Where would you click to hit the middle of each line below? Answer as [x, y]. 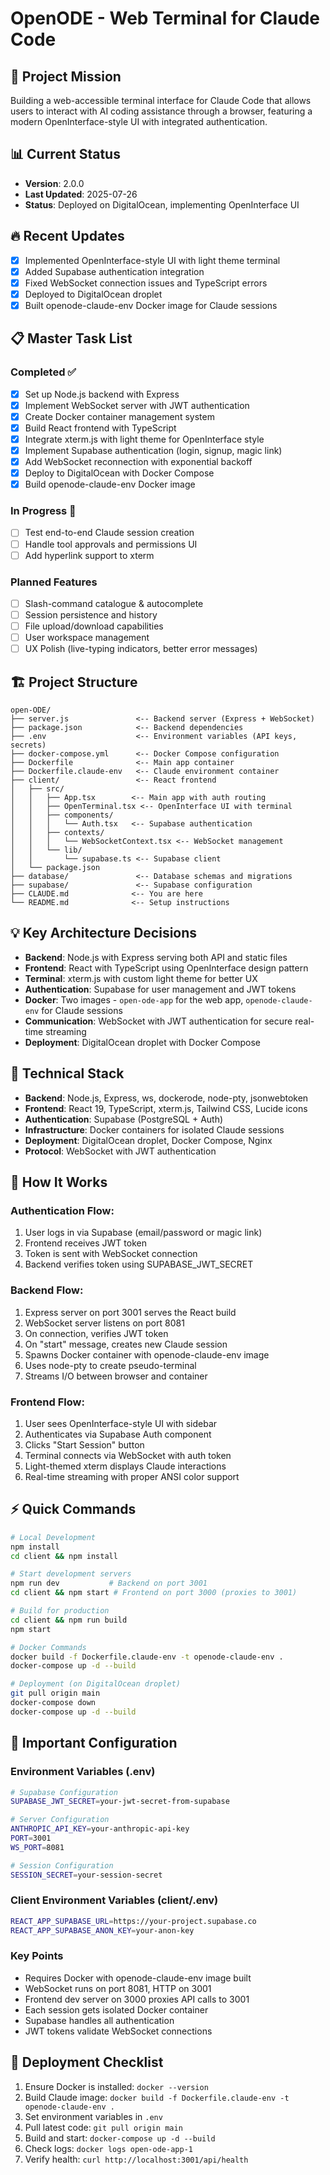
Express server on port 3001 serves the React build [130, 1312]
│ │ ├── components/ [62, 815]
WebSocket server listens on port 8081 [104, 1323]
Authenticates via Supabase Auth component [118, 1434]
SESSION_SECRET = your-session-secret [86, 1875]
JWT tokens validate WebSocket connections [118, 2031]
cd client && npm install [64, 1556]
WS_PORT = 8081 [37, 1847]
